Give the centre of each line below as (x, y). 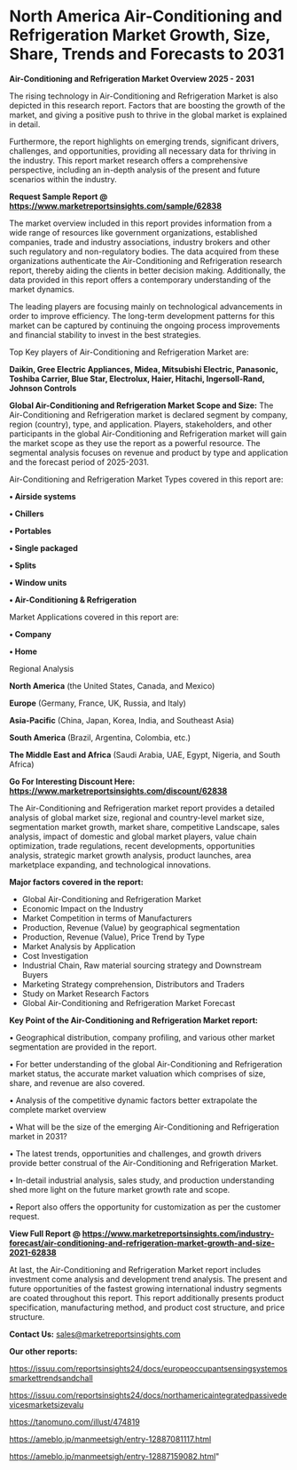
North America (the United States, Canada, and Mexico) (112, 685)
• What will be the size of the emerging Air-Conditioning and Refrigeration (144, 1127)
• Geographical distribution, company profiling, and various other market (142, 1037)
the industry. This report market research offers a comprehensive (129, 160)
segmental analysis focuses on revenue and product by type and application (148, 452)
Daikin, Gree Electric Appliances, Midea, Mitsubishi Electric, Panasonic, (144, 369)
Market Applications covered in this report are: (94, 617)
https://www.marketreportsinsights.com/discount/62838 (118, 791)
